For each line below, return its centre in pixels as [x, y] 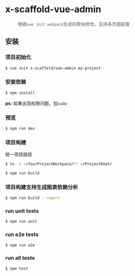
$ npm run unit [21, 222]
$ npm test [17, 268]
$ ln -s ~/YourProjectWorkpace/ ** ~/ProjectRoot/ [59, 164]
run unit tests [22, 211]
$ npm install [20, 93]
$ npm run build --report [32, 198]
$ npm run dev [20, 128]
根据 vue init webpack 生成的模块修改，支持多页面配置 [74, 24]
